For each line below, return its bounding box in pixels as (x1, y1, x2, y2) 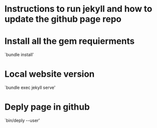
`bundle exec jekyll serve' (4, 85, 56, 90)
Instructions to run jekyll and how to (4, 3, 153, 14)
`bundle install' (4, 52, 34, 57)
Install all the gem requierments (4, 36, 135, 47)
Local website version (4, 69, 95, 80)
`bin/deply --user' (4, 117, 40, 123)
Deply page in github (4, 101, 90, 113)
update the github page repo (4, 14, 122, 25)
